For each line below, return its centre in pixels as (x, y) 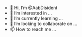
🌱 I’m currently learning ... (36, 18)
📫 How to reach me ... (33, 29)
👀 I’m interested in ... (31, 13)
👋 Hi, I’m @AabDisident (34, 8)
